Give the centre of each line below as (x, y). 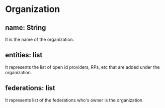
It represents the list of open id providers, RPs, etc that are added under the (82, 67)
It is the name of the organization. (40, 39)
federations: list (30, 88)
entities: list (24, 55)
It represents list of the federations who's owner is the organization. (75, 100)
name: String (26, 28)
